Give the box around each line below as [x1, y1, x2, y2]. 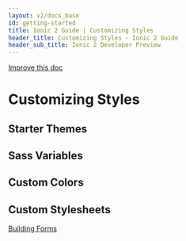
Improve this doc [8, 63, 63, 72]
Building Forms [8, 224, 58, 234]
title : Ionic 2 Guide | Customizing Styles [8, 26, 154, 34]
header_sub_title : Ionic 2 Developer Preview [8, 41, 161, 49]
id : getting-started [8, 19, 77, 27]
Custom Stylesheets [8, 203, 111, 216]
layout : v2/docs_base [8, 11, 80, 20]
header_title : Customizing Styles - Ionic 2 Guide [8, 33, 179, 42]
